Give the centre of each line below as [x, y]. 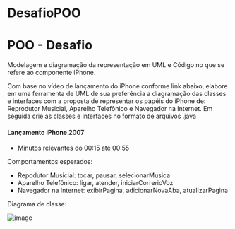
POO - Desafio [50, 46]
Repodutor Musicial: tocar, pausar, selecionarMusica [94, 175]
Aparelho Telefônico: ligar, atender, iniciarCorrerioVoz [95, 183]
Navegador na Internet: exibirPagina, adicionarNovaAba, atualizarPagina [122, 190]
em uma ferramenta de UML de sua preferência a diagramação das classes [117, 94]
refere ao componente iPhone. [52, 73]
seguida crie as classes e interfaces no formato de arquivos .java [102, 116]
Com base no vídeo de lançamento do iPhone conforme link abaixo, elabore [117, 86]
